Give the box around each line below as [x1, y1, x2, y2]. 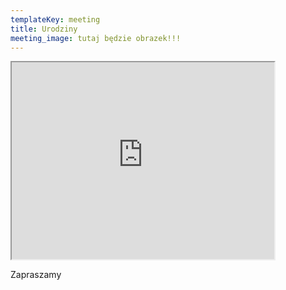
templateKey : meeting [10, 14, 101, 25]
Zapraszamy [10, 269, 62, 281]
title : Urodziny [10, 24, 78, 34]
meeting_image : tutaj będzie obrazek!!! [10, 33, 182, 43]
